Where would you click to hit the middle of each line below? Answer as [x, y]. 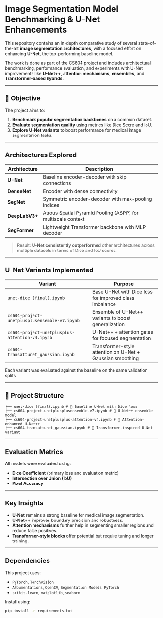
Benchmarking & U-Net [53, 19]
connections [57, 183]
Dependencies [27, 561]
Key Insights [24, 503]
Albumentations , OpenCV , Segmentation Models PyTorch [66, 587]
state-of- [147, 43]
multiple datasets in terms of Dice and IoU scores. [67, 250]
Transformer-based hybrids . [34, 78]
